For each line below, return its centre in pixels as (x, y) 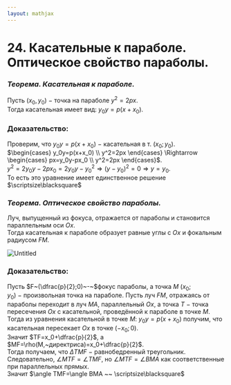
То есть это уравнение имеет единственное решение (86, 178)
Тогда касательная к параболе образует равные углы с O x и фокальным (114, 233)
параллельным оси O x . (41, 225)
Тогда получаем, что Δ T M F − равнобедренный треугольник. (96, 351)
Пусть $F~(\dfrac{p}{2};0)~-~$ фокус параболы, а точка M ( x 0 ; (99, 287)
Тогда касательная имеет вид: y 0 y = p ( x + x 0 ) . (75, 110)
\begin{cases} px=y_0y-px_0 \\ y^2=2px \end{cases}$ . (85, 160)
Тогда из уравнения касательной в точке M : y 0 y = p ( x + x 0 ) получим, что (115, 320)
